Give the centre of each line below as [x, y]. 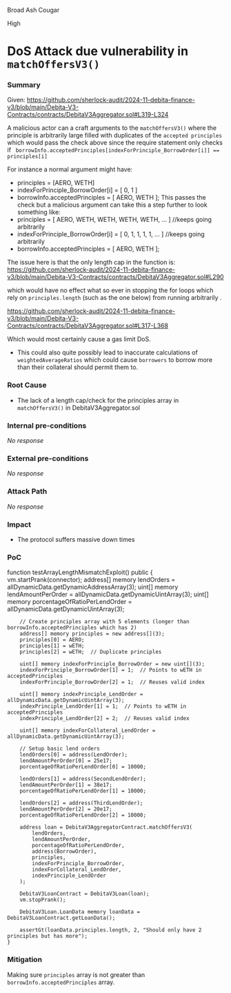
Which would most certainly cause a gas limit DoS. [79, 339]
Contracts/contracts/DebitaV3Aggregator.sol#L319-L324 [88, 115]
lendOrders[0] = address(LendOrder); [74, 755]
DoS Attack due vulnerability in [98, 51]
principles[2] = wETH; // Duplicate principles [91, 652]
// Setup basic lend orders [60, 749]
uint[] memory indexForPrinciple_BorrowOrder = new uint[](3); [112, 664]
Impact [19, 524]
